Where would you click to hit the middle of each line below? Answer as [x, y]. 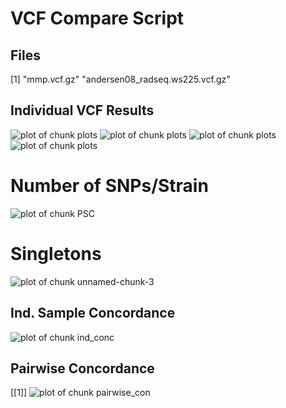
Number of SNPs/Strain [109, 186]
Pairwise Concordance [82, 368]
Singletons [56, 253]
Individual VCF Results [82, 110]
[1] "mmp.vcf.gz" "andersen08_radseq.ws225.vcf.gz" [120, 79]
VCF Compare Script [97, 18]
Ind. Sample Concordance [93, 313]
